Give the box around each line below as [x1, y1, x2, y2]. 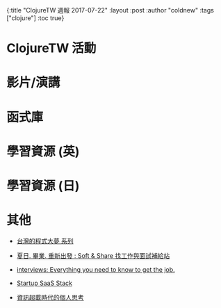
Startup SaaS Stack [16, 279, 72, 287]
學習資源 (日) [6, 178, 80, 193]
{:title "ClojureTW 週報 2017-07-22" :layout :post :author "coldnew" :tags [6, 6, 215, 14]
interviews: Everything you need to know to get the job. [16, 265, 175, 273]
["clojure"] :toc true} [6, 14, 65, 22]
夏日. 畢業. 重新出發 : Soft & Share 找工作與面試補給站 [16, 251, 170, 259]
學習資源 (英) [6, 143, 80, 159]
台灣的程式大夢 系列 [16, 236, 74, 245]
